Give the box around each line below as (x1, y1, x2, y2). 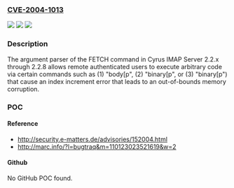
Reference (7, 120, 39, 128)
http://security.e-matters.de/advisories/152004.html (17, 135, 168, 143)
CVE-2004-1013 (7, 5, 64, 15)
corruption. (7, 85, 40, 93)
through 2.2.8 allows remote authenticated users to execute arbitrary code (7, 62, 223, 71)
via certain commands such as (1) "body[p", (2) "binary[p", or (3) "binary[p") (7, 70, 228, 78)
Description (7, 39, 48, 49)
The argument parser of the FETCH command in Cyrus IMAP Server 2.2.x (7, 55, 219, 64)
